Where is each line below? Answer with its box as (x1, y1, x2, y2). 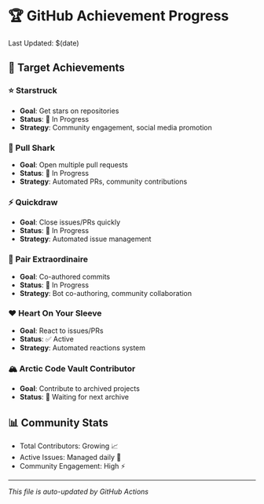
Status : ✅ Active (19, 334, 75, 343)
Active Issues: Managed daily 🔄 (19, 452, 122, 462)
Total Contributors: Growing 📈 (19, 441, 119, 451)
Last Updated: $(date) (8, 38, 80, 48)
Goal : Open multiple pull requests (19, 159, 128, 170)
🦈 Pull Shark (8, 142, 55, 153)
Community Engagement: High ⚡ (19, 461, 126, 470)
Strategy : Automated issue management (19, 234, 152, 244)
